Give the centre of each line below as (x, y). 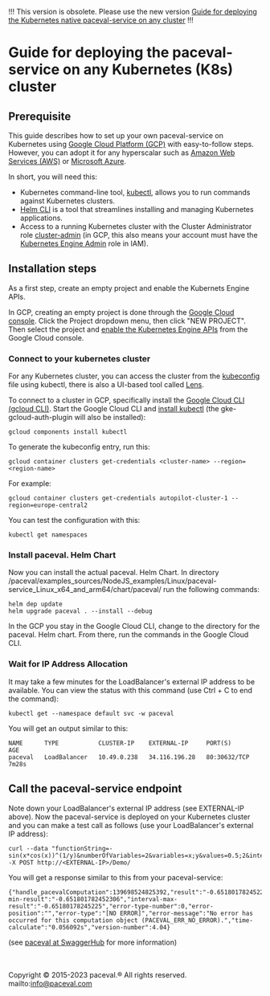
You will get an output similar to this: (68, 728)
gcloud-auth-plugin (41, 418)
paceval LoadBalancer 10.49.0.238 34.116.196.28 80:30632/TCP (129, 757)
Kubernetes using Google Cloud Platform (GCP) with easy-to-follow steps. (131, 144)
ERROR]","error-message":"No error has (186, 913)
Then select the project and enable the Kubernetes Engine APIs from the (128, 329)
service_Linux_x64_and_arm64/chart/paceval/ (85, 590)
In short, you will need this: (53, 177)
